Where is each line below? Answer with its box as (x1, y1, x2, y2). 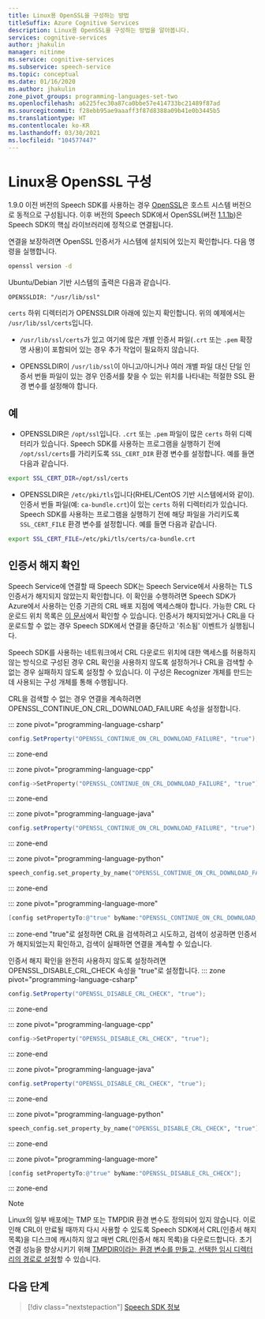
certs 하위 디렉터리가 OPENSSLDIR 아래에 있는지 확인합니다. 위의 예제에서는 (8, 309, 246, 318)
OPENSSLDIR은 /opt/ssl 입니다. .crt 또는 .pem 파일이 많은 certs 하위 (19, 429, 238, 439)
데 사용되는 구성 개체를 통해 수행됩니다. (8, 676, 129, 687)
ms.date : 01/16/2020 (8, 77, 77, 85)
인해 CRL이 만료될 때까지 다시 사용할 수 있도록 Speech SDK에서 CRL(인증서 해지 (8, 1225, 257, 1235)
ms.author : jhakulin (8, 84, 77, 93)
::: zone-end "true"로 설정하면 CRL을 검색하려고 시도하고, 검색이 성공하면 (8, 929, 237, 939)
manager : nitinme (8, 48, 65, 56)
